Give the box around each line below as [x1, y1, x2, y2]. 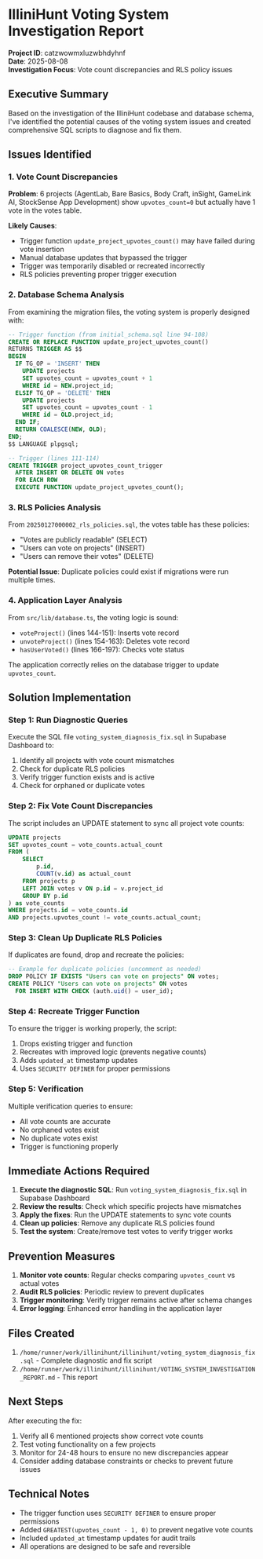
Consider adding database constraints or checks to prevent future [19, 1456, 234, 1466]
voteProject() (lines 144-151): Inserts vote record [19, 628, 180, 637]
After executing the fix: [8, 1415, 82, 1426]
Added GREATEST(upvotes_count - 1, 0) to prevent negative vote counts [19, 1524, 254, 1534]
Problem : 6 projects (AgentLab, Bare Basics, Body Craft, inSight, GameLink [8, 189, 251, 199]
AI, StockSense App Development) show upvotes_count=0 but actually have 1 [8, 198, 256, 207]
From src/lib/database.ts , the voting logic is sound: [8, 612, 179, 622]
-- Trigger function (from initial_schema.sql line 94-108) [8, 330, 210, 338]
